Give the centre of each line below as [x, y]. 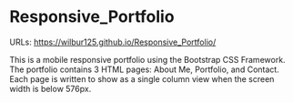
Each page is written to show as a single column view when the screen [142, 78]
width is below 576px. [51, 88]
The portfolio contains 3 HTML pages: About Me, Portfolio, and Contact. [144, 69]
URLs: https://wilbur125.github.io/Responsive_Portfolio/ [113, 42]
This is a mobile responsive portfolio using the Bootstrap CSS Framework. [147, 59]
